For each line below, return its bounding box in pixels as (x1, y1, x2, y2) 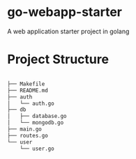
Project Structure (7, 51, 109, 67)
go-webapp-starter (7, 4, 122, 20)
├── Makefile (7, 81, 45, 87)
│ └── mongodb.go (7, 119, 64, 126)
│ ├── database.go (7, 112, 68, 120)
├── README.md (7, 87, 49, 94)
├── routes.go (7, 132, 49, 139)
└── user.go (20, 145, 54, 152)
